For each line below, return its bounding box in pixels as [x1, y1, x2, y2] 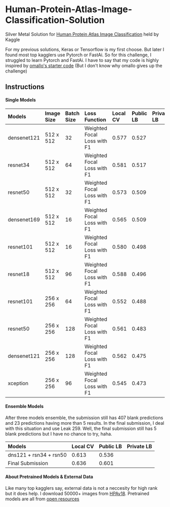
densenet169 [8, 216, 40, 223]
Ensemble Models [5, 403, 44, 410]
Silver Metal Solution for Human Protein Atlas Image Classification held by [5, 31, 159, 37]
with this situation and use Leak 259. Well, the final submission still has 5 [5, 425, 157, 431]
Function [84, 116, 106, 123]
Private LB [126, 443, 152, 450]
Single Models [5, 96, 36, 103]
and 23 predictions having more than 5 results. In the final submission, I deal [5, 420, 164, 426]
